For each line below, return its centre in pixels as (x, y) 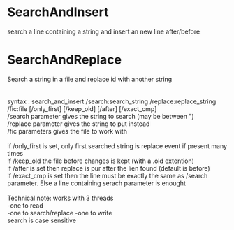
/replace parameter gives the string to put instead (79, 124)
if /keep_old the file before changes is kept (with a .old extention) (101, 161)
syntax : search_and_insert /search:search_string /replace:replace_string (112, 101)
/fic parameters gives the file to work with (67, 131)
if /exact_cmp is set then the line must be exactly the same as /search (108, 175)
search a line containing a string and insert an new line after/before (104, 31)
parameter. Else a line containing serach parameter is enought (97, 183)
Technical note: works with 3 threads (60, 198)
